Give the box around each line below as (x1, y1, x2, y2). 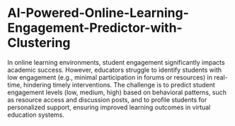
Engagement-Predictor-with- (7, 20, 183, 36)
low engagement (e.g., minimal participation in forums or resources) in (7, 73, 212, 82)
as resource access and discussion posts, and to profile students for (7, 95, 207, 103)
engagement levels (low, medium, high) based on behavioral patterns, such (7, 88, 227, 96)
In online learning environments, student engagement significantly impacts (7, 58, 225, 66)
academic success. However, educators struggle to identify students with (7, 65, 222, 74)
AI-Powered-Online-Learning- (7, 5, 190, 21)
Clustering (7, 35, 71, 51)
